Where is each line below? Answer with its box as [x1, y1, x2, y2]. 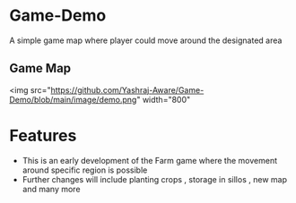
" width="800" [135, 94, 191, 105]
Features [9, 125, 77, 146]
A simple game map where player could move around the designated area [9, 35, 283, 46]
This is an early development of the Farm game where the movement [22, 155, 278, 165]
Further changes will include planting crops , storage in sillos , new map [22, 173, 287, 184]
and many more [22, 183, 81, 194]
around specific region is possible [22, 165, 148, 175]
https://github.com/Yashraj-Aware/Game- [50, 84, 205, 95]
